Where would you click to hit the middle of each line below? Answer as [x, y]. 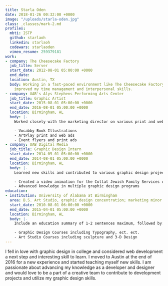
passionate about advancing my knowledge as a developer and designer [80, 267]
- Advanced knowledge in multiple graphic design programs [77, 186]
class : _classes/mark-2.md [33, 24]
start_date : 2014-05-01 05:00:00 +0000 [51, 154]
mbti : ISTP [21, 33]
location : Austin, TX [32, 80]
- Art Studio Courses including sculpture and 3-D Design [76, 237]
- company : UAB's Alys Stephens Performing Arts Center [64, 94]
